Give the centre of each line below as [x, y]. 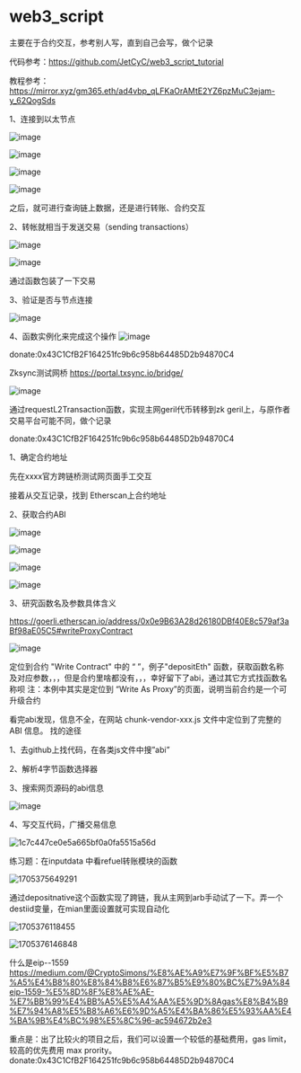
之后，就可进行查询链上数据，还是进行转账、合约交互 [107, 208]
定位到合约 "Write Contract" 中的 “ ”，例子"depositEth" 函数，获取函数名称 [147, 666]
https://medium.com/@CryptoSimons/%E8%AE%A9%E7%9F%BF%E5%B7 [149, 972]
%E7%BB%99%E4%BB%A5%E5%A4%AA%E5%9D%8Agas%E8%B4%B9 [149, 1001]
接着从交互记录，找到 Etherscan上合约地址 [88, 495]
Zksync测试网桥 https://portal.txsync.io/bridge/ [96, 372]
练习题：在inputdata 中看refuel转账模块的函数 [94, 861]
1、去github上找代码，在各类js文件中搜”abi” [90, 749]
